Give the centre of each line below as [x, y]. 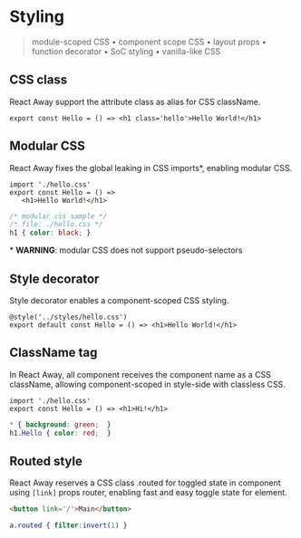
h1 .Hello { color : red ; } [60, 433]
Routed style [46, 461]
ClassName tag [53, 353]
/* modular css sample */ [58, 216]
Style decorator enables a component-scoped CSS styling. [119, 300]
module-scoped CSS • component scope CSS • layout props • [149, 42]
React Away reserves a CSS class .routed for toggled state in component [145, 483]
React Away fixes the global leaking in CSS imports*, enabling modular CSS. [151, 168]
